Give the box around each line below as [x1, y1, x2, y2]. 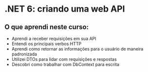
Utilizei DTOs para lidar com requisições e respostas [11, 56, 117, 62]
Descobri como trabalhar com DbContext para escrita [11, 62, 120, 67]
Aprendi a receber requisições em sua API [11, 36, 96, 41]
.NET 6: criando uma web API [4, 3, 125, 15]
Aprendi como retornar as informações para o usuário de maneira [11, 46, 144, 52]
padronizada [11, 51, 37, 57]
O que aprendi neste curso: [4, 23, 89, 31]
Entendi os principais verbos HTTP [11, 41, 82, 47]
